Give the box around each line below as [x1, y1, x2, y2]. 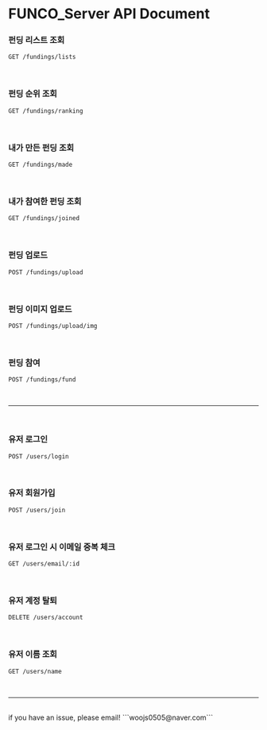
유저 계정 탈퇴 [8, 595, 58, 606]
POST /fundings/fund [8, 376, 77, 384]
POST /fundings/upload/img [8, 322, 98, 330]
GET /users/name [8, 667, 62, 675]
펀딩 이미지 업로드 [8, 303, 73, 315]
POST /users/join [8, 506, 66, 514]
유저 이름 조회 [8, 649, 58, 660]
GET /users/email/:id [8, 560, 80, 568]
